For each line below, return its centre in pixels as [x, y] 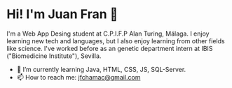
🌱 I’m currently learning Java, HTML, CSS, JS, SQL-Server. [101, 69]
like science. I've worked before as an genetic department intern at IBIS [110, 48]
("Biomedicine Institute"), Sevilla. [54, 56]
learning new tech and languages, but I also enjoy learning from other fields [116, 41]
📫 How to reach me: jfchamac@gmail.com [79, 77]
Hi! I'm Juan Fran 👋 [62, 14]
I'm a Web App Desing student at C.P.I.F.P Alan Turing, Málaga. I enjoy [108, 34]
